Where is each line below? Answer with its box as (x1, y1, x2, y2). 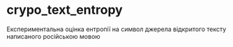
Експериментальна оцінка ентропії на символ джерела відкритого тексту (6, 25, 227, 33)
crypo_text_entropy (6, 2, 123, 18)
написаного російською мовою (6, 32, 100, 40)
